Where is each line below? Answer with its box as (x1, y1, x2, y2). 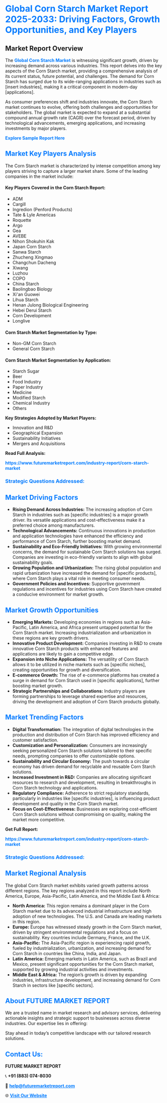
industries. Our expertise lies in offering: (5, 1021, 88, 1027)
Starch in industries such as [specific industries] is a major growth (12, 512, 149, 518)
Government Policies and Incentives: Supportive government (12, 581, 141, 587)
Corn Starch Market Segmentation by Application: (5, 357, 111, 363)
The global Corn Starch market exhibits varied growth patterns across (5, 882, 149, 888)
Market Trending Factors (5, 713, 84, 722)
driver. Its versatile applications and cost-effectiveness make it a (12, 517, 145, 523)
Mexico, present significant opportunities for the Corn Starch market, (12, 961, 155, 967)
